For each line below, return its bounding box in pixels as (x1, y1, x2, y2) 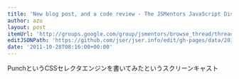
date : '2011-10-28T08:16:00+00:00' (7, 43, 113, 51)
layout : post (7, 23, 46, 31)
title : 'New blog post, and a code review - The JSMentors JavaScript (7, 10, 221, 18)
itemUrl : (7, 30, 33, 38)
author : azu (7, 17, 43, 24)
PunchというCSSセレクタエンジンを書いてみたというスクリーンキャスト (7, 64, 219, 72)
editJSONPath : (7, 37, 50, 44)
